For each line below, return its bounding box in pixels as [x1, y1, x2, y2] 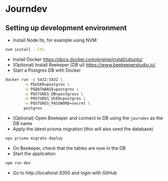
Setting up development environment [5, 24, 127, 32]
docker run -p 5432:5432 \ [5, 77, 63, 82]
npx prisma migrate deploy [5, 136, 63, 141]
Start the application [12, 150, 56, 156]
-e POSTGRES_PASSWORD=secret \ [24, 101, 91, 106]
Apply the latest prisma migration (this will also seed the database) [12, 126, 154, 132]
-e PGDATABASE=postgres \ [24, 87, 79, 92]
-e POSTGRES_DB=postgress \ [24, 91, 83, 96]
